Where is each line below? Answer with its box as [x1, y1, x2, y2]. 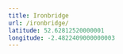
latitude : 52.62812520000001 [8, 26, 105, 34]
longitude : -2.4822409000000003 [8, 33, 115, 42]
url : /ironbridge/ [8, 19, 69, 27]
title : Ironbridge [8, 11, 69, 20]
